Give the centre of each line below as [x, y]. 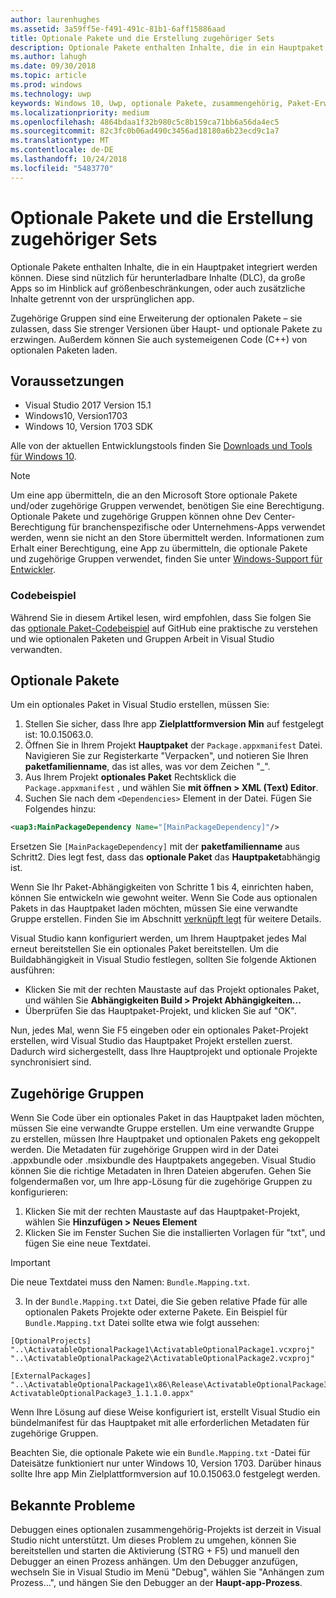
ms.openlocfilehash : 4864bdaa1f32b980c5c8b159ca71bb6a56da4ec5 [145, 122]
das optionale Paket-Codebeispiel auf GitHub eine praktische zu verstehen [164, 628]
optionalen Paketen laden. [64, 350]
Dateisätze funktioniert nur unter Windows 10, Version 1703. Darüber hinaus [166, 1463]
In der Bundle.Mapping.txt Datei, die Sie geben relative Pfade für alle [166, 1302]
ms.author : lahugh [48, 57]
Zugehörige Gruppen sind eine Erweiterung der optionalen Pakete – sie [156, 318]
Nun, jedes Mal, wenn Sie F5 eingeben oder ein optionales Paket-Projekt [159, 1030]
